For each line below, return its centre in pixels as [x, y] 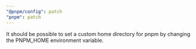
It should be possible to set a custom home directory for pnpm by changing [98, 34]
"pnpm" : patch [24, 17]
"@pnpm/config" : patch [34, 12]
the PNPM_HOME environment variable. [55, 40]
